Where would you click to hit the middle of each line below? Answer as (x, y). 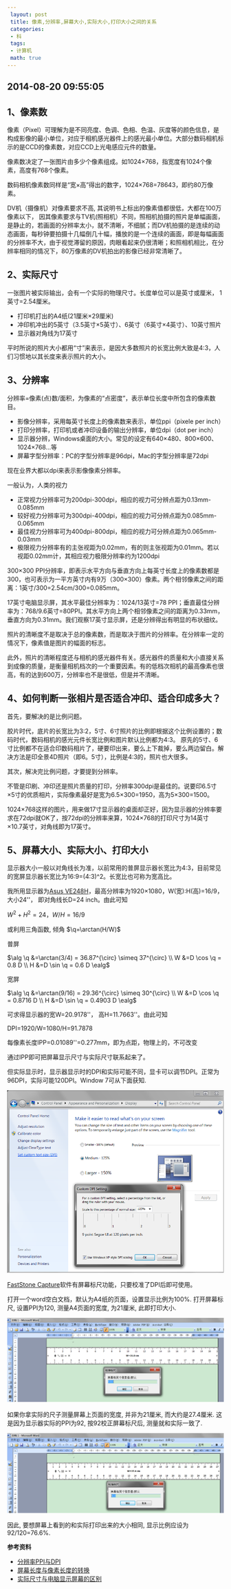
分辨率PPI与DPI (39, 1561)
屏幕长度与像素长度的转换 (53, 1570)
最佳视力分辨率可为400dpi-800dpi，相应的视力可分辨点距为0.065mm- (117, 531)
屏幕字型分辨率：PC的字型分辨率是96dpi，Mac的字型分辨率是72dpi (113, 456)
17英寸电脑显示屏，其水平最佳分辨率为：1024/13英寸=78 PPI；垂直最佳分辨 (113, 602)
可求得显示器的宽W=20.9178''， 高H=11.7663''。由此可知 (88, 1014)
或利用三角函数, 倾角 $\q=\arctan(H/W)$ (64, 929)
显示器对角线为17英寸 (47, 333)
